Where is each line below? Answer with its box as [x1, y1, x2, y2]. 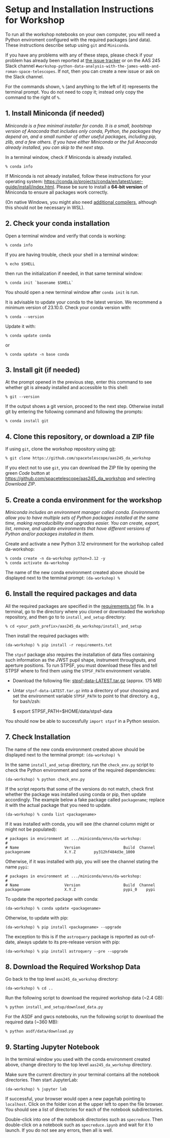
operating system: [5, 178, 43, 184]
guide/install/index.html [5, 183, 54, 189]
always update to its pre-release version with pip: [17, 939, 120, 945]
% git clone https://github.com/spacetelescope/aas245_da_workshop [5, 456, 151, 461]
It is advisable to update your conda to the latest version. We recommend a [5, 299, 162, 305]
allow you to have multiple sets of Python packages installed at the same [5, 514, 159, 521]
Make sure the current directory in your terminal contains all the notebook [5, 1071, 160, 1078]
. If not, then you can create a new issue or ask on [55, 68, 160, 74]
